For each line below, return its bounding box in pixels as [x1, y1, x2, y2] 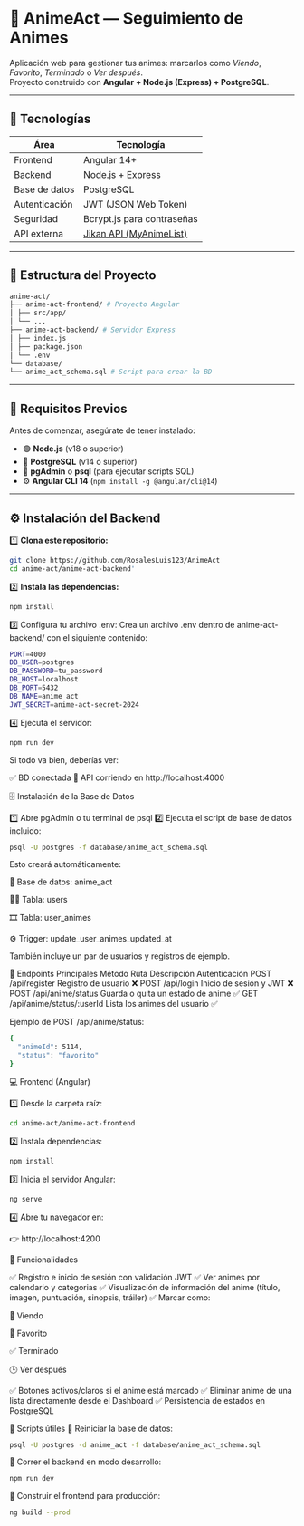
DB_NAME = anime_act [9, 691, 79, 700]
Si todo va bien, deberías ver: [9, 754, 119, 765]
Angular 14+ [82, 153, 138, 166]
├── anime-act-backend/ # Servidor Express [9, 325, 176, 334]
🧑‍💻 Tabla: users [9, 894, 68, 905]
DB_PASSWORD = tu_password [9, 666, 103, 676]
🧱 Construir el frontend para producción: [9, 1491, 161, 1502]
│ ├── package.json [9, 342, 83, 352]
